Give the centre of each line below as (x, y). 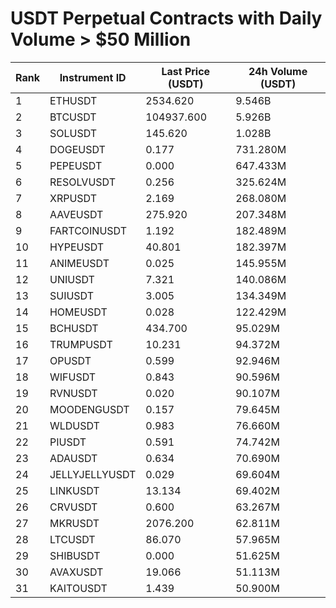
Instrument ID (93, 77)
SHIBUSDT (75, 555)
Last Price (186, 71)
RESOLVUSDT (82, 182)
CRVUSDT (73, 507)
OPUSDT (70, 360)
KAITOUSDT (78, 588)
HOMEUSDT (78, 312)
